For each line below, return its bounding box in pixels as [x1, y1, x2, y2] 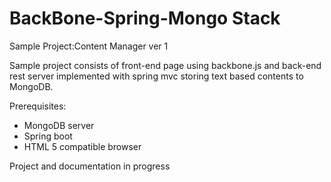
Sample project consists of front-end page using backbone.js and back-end [9, 59, 322, 71]
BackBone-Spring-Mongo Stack [9, 7, 281, 30]
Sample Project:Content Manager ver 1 [9, 40, 169, 52]
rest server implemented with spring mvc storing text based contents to [9, 70, 304, 82]
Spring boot [23, 130, 73, 142]
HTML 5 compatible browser [23, 140, 142, 152]
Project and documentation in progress [9, 160, 171, 172]
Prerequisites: [9, 100, 67, 112]
